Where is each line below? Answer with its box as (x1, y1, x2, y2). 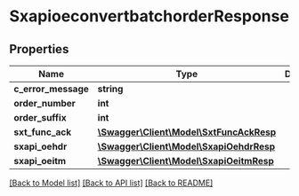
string (97, 82, 124, 95)
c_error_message (13, 82, 89, 95)
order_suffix (13, 112, 67, 123)
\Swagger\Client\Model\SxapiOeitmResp (97, 155, 274, 167)
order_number (13, 98, 76, 109)
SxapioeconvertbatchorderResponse (9, 6, 289, 27)
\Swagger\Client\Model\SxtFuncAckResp (97, 126, 277, 138)
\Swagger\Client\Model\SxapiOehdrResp (97, 140, 276, 153)
